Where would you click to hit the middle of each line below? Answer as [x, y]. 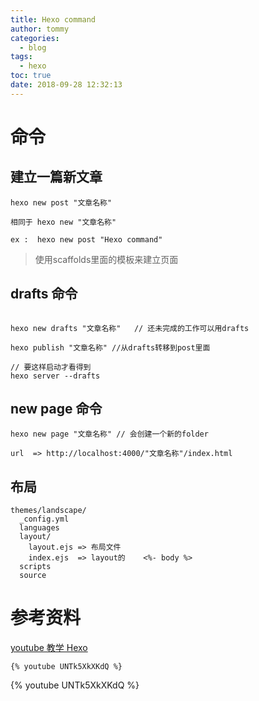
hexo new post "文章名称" [61, 202]
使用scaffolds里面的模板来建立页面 [106, 259]
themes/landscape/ [48, 511]
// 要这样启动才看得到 [51, 367]
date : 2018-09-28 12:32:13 [66, 85]
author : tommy [40, 29]
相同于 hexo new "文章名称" [63, 222]
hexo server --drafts [55, 376]
